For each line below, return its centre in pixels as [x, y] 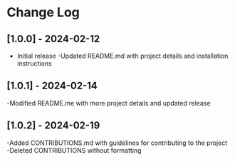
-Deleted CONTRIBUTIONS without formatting [74, 150]
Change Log [43, 12]
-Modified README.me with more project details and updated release [109, 103]
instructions [35, 64]
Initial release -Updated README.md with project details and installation [122, 56]
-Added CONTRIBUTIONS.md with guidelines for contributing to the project [117, 143]
